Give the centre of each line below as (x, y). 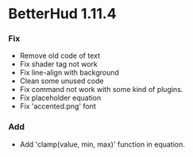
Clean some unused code (62, 81)
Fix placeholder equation (60, 98)
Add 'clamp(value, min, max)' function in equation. (102, 144)
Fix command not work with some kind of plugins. (101, 90)
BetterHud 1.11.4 (62, 14)
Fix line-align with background (69, 73)
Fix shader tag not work (58, 64)
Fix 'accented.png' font (58, 106)
